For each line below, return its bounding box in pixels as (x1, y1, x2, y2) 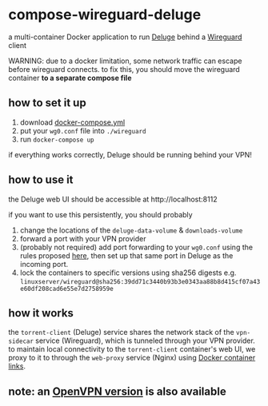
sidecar (8, 337, 34, 345)
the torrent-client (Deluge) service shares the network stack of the (8, 328, 234, 337)
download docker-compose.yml (19, 117, 126, 127)
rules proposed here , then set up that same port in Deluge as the (19, 250, 234, 261)
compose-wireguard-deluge (8, 6, 202, 24)
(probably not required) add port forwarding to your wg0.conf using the (19, 242, 254, 252)
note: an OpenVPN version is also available (8, 384, 226, 398)
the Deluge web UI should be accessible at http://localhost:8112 (8, 194, 218, 204)
